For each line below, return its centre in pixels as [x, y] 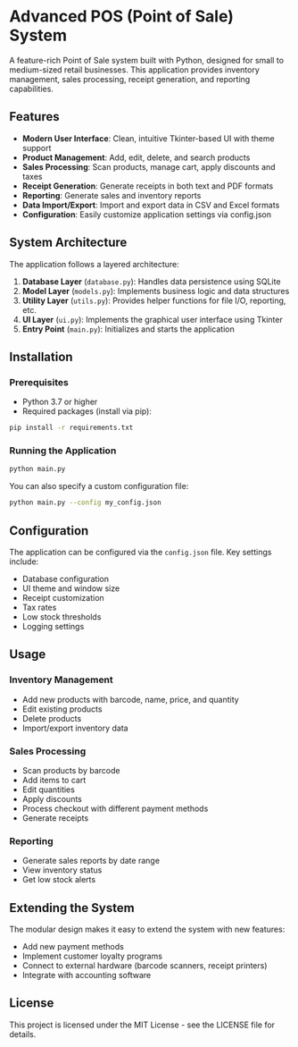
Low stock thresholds [62, 616]
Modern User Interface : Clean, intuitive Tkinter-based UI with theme [148, 138]
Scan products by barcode [71, 770]
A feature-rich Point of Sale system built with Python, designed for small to [146, 60]
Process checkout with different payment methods [115, 808]
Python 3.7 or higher [60, 402]
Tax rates [39, 607]
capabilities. [31, 89]
